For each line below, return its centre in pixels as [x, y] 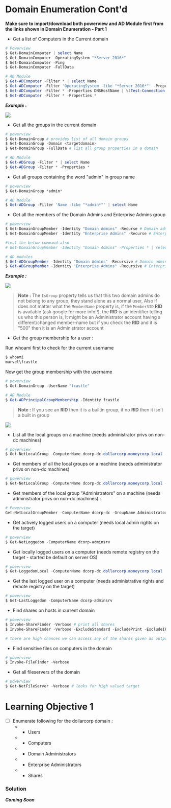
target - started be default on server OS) [55, 557]
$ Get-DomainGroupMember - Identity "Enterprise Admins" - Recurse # [78, 234]
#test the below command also [37, 243]
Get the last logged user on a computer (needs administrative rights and [88, 581]
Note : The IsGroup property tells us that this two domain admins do [89, 295]
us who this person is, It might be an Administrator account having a [89, 317]
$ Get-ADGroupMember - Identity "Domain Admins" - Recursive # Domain [79, 262]
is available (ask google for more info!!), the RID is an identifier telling [90, 312]
